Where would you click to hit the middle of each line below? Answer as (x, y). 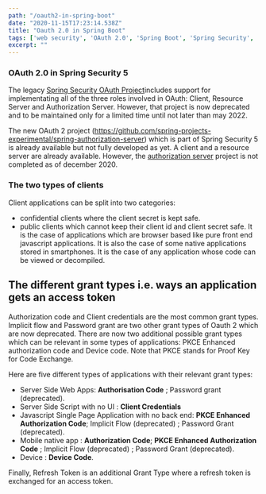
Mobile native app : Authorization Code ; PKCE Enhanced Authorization (138, 440)
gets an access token (62, 297)
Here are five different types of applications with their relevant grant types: (131, 374)
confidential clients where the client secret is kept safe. (110, 218)
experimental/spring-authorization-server (76, 139)
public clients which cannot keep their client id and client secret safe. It (136, 226)
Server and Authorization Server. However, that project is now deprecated (129, 107)
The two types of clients (56, 185)
